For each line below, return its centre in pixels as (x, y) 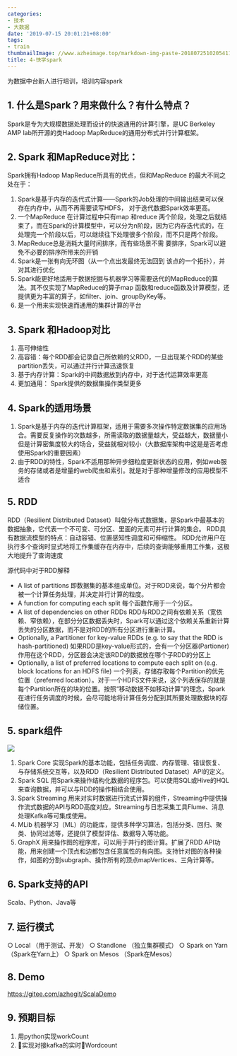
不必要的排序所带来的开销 (61, 253)
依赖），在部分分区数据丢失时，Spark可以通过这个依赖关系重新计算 (133, 620)
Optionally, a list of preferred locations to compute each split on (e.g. (117, 663)
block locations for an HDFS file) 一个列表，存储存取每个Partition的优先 (121, 671)
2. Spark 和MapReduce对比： (73, 157)
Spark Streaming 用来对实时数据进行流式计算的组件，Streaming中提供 (119, 798)
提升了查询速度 (41, 555)
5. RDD (23, 502)
